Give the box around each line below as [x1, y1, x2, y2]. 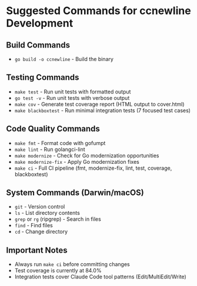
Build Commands [6, 40, 71, 50]
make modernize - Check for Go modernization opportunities [14, 152, 159, 159]
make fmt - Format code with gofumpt [14, 139, 106, 146]
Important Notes [6, 245, 68, 255]
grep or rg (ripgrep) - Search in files [14, 216, 101, 223]
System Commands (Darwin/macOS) [6, 188, 144, 198]
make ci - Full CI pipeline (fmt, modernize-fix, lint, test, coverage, [14, 164, 172, 171]
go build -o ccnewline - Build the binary [14, 56, 113, 62]
